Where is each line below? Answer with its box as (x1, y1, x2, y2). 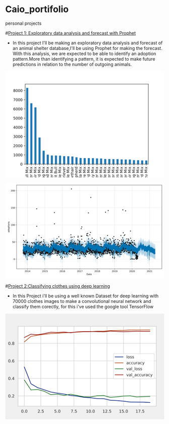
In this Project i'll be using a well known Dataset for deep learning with (12, 293, 159, 299)
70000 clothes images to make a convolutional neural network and (12, 298, 151, 304)
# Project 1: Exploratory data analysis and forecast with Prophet (5, 30, 136, 36)
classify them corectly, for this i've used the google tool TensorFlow (12, 303, 154, 309)
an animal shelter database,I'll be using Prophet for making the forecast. (12, 45, 162, 51)
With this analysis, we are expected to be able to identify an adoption (12, 50, 156, 57)
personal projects (5, 20, 42, 26)
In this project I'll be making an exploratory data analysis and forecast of (12, 39, 163, 46)
